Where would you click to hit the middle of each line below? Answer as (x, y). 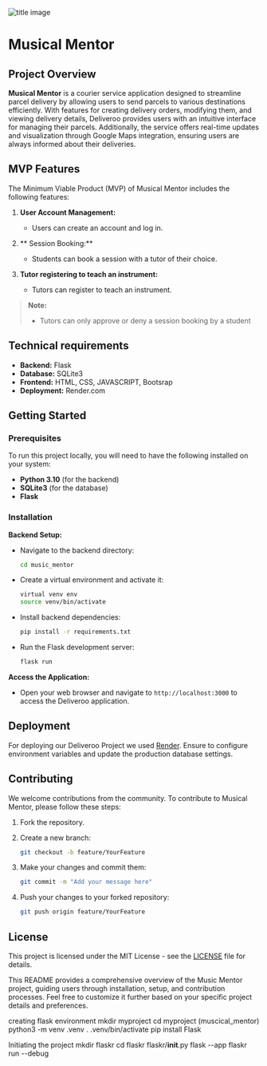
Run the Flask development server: (77, 648)
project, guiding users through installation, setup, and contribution (117, 989)
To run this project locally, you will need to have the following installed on (128, 456)
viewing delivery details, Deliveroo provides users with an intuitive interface (132, 119)
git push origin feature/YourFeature (82, 912)
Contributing (41, 779)
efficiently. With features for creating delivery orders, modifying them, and (130, 110)
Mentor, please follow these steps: (65, 806)
